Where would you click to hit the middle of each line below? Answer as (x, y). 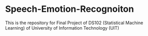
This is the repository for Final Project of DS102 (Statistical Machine (74, 23)
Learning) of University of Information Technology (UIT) (62, 28)
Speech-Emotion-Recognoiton (70, 9)
